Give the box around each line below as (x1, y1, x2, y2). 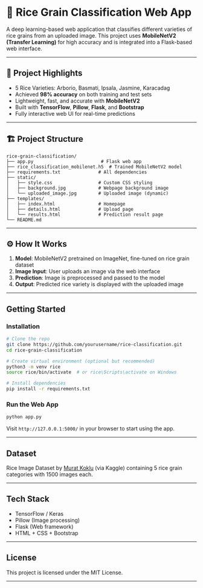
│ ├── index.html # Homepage (6, 201, 126, 207)
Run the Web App (6, 400, 59, 409)
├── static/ (6, 174, 36, 181)
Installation (6, 322, 40, 330)
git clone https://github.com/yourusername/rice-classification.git (6, 341, 182, 347)
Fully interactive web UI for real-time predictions (14, 110, 136, 117)
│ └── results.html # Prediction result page (6, 212, 164, 218)
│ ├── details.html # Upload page (6, 206, 134, 212)
